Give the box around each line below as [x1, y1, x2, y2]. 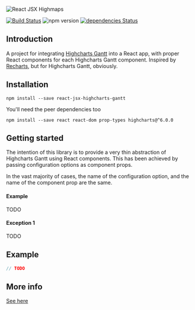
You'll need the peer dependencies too [6, 105, 101, 112]
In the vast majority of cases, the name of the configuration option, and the [6, 173, 190, 180]
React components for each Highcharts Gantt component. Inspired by [6, 56, 177, 63]
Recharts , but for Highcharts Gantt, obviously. [6, 62, 118, 69]
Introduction [6, 34, 53, 44]
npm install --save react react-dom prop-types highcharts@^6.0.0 [6, 117, 174, 123]
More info [6, 282, 43, 292]
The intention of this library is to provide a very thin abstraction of [6, 148, 167, 156]
